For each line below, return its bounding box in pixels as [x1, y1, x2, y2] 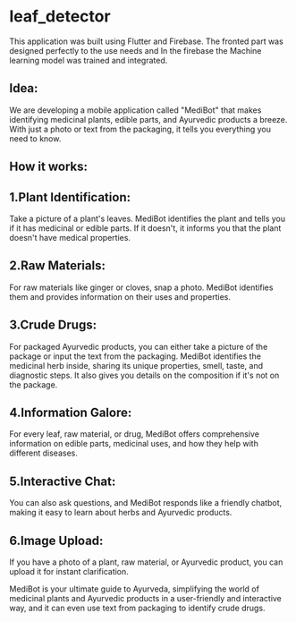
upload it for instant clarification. [9, 567, 130, 577]
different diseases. [9, 447, 79, 458]
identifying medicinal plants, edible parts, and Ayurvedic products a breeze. [9, 114, 288, 124]
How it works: [9, 159, 88, 175]
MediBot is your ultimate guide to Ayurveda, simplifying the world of [9, 584, 259, 594]
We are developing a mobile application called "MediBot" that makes [9, 105, 262, 115]
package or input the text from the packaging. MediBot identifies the [9, 351, 262, 362]
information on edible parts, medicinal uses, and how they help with [9, 439, 259, 449]
